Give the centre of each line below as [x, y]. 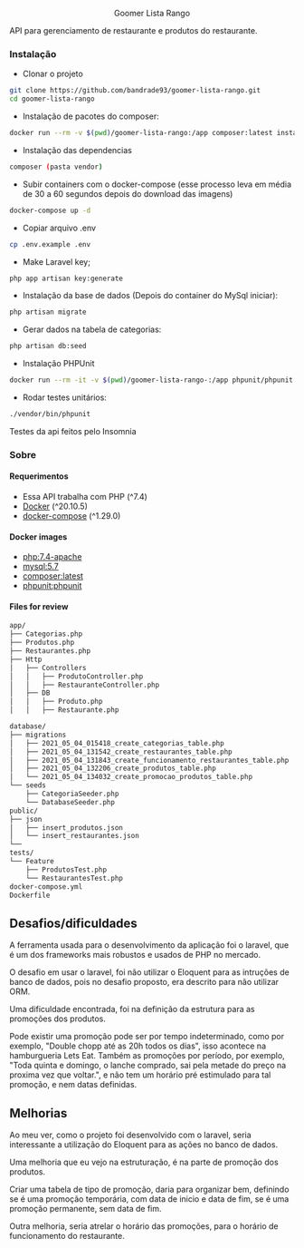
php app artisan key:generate [66, 278]
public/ [24, 811]
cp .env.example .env [50, 244]
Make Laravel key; [56, 261]
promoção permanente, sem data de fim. [85, 1209]
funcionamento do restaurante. [67, 1236]
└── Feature [32, 862]
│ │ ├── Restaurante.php [64, 710]
